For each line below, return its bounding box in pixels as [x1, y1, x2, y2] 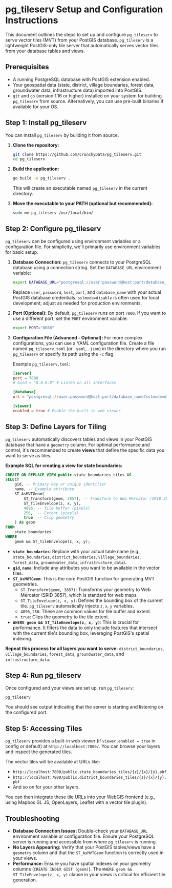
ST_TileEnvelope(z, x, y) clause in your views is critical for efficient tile [12, 872, 166, 877]
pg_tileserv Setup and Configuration [5, 4, 163, 15]
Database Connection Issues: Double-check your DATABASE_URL [12, 828, 148, 834]
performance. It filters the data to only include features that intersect [12, 624, 158, 631]
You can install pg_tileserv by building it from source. [5, 132, 119, 138]
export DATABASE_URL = [12, 279, 59, 285]
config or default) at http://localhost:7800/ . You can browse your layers [5, 743, 160, 750]
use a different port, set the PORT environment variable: [12, 315, 128, 321]
